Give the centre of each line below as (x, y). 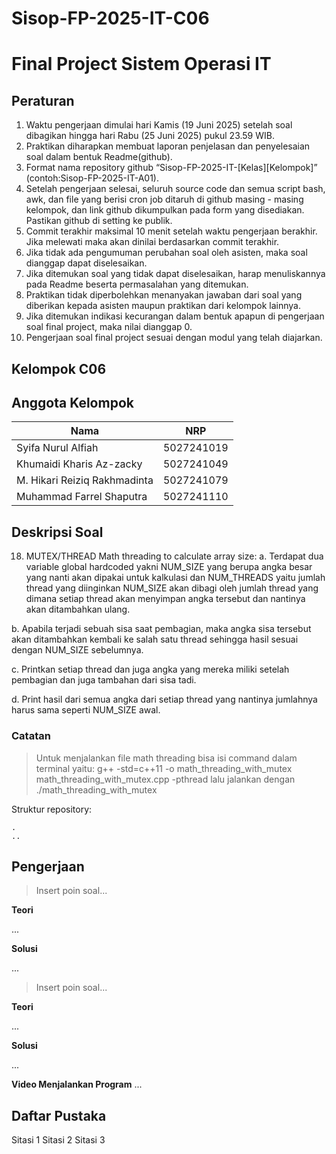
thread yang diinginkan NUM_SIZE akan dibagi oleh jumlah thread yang (172, 588)
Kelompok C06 (59, 368)
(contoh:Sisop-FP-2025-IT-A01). (92, 178)
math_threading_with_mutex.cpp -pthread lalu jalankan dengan (165, 779)
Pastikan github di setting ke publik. (99, 221)
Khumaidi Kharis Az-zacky (79, 464)
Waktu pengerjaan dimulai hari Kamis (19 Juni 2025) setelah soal (159, 125)
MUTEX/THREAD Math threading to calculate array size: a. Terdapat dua (174, 556)
